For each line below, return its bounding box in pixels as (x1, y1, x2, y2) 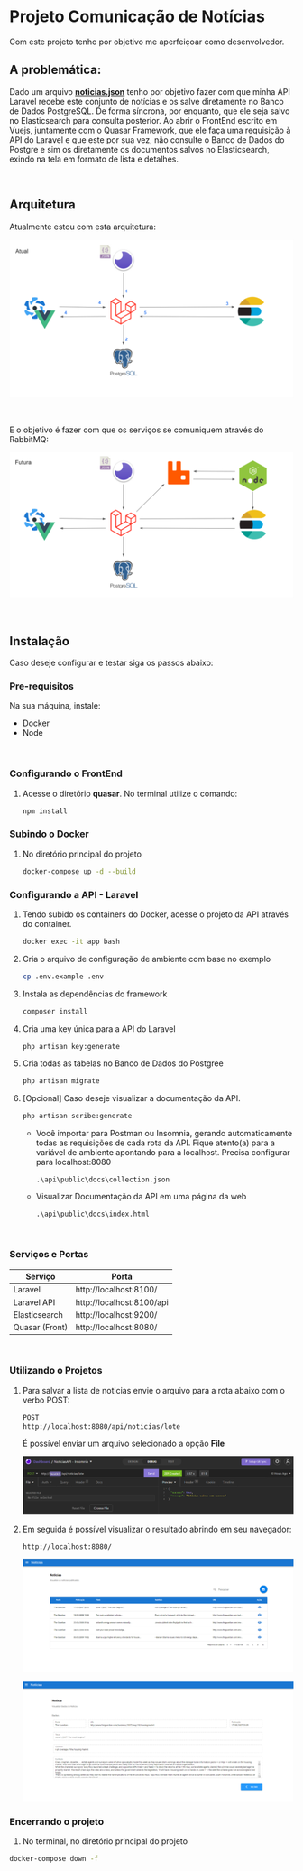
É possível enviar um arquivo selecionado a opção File (22, 1438, 225, 1449)
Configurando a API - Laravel (9, 888, 139, 901)
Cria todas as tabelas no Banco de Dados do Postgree (22, 1058, 224, 1069)
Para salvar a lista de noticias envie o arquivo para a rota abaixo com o (22, 1385, 286, 1395)
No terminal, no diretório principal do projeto (22, 1835, 188, 1847)
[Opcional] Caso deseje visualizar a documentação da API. (22, 1093, 241, 1104)
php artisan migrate (22, 1077, 100, 1086)
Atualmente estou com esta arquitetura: (9, 221, 156, 232)
